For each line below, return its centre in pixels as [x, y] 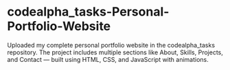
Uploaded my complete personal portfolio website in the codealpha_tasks [111, 45]
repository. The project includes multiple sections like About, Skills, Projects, [115, 52]
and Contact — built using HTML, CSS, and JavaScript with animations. [108, 59]
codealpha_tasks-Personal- [88, 12]
